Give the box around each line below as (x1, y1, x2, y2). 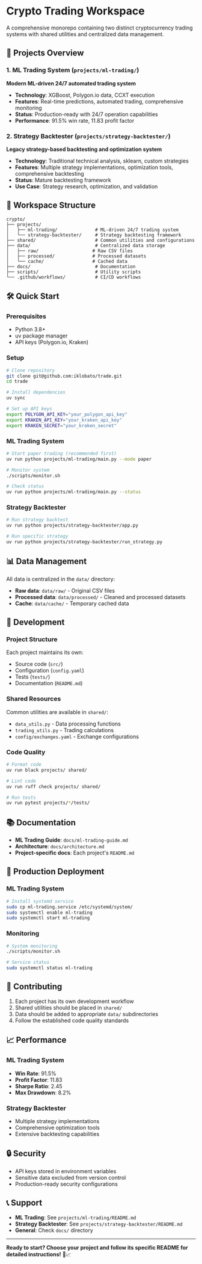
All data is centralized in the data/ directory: (6, 575, 115, 582)
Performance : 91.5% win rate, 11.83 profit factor (14, 117, 135, 124)
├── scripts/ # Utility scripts (6, 269, 141, 275)
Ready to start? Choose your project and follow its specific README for (6, 1244, 188, 1251)
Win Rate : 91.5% (14, 1070, 57, 1077)
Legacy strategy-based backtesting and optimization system (6, 146, 162, 153)
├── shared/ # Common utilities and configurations (6, 237, 195, 243)
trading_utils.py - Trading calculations (14, 726, 114, 733)
